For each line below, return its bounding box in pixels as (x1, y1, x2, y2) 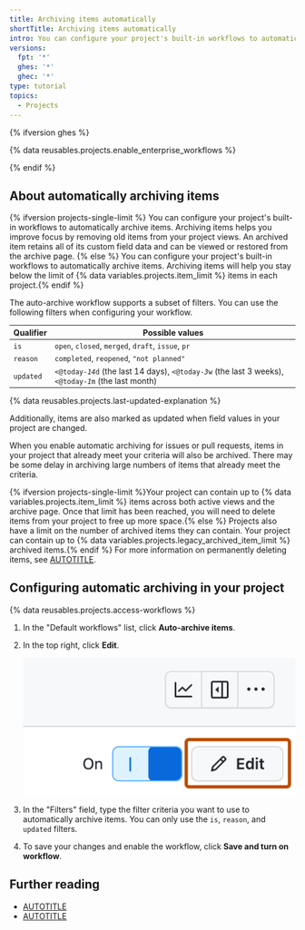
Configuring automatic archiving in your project (9, 581, 285, 596)
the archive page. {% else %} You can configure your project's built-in (9, 250, 272, 262)
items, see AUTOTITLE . (9, 554, 97, 565)
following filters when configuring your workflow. (9, 307, 193, 318)
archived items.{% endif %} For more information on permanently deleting (9, 544, 288, 555)
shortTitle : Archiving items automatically (9, 24, 177, 34)
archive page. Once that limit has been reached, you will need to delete (9, 506, 276, 517)
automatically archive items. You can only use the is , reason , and (22, 813, 266, 825)
